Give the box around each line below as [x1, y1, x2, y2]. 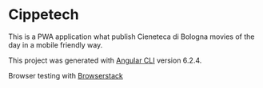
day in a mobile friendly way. [8, 40, 103, 49]
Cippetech [8, 6, 79, 24]
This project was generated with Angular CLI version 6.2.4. [8, 55, 202, 65]
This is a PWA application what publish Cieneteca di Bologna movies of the [8, 32, 255, 41]
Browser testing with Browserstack [8, 71, 124, 80]
